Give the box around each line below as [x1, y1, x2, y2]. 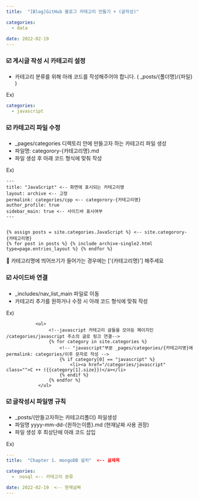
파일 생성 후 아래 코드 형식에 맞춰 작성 [14, 155, 102, 162]
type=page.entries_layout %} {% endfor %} [6, 246, 113, 252]
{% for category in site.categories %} [48, 338, 147, 344]
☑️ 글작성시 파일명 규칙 [6, 397, 67, 406]
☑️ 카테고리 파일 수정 [6, 124, 61, 132]
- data [11, 25, 28, 31]
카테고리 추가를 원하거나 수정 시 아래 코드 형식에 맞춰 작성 [14, 298, 149, 305]
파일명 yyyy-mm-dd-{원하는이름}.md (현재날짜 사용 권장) [14, 421, 150, 428]
